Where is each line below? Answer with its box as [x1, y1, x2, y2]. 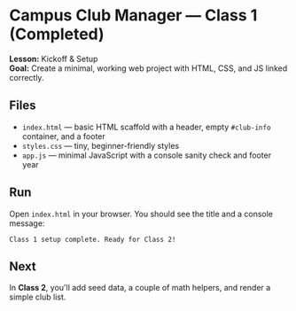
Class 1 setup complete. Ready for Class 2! [9, 235, 176, 244]
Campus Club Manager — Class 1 [9, 5, 258, 26]
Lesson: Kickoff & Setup [9, 53, 98, 64]
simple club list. [9, 292, 66, 302]
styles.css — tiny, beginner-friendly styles [21, 140, 180, 151]
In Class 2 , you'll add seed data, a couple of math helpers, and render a [9, 283, 271, 293]
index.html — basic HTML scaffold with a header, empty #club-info [21, 121, 271, 132]
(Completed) [9, 24, 105, 44]
